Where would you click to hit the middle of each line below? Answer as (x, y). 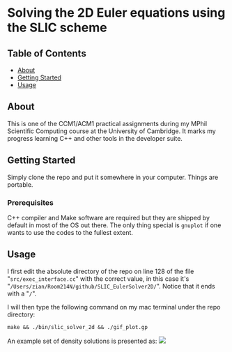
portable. (20, 184)
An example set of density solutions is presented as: (82, 341)
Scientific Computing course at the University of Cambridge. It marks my (111, 131)
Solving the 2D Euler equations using (116, 13)
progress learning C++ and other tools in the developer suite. (95, 138)
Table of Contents (47, 53)
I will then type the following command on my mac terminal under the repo (114, 307)
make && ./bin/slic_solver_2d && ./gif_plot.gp (78, 327)
